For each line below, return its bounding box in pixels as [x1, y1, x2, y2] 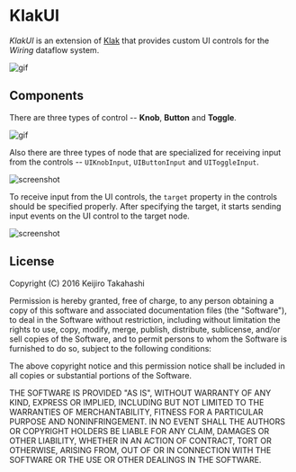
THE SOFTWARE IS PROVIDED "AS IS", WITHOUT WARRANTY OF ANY [9, 387, 272, 398]
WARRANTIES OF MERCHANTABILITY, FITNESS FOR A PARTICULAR [9, 406, 264, 417]
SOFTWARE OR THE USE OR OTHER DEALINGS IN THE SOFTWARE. [9, 454, 262, 465]
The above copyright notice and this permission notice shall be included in [9, 361, 285, 371]
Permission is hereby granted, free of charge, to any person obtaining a [9, 295, 274, 306]
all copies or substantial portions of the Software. [9, 370, 192, 380]
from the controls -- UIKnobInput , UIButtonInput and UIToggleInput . [9, 156, 259, 167]
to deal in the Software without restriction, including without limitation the [9, 314, 281, 325]
